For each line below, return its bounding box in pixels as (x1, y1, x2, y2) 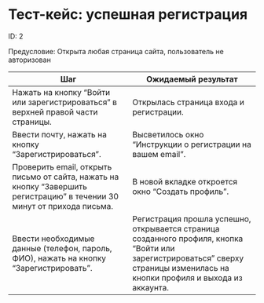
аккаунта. (132, 282, 169, 293)
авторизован (8, 55, 51, 64)
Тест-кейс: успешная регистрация (8, 5, 248, 24)
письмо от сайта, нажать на (12, 171, 119, 182)
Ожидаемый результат (146, 73, 238, 84)
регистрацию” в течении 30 (12, 191, 119, 202)
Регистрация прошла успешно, (132, 214, 251, 225)
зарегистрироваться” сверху (132, 253, 244, 264)
